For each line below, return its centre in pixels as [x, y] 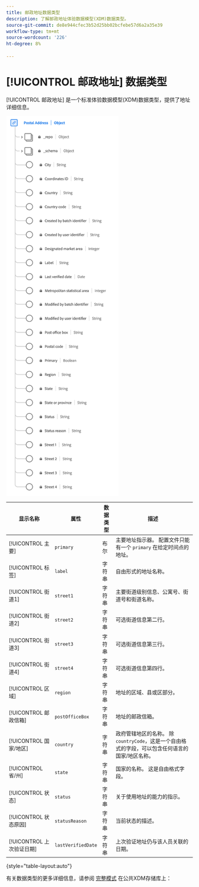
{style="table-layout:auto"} [39, 866]
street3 [64, 644]
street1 [64, 596]
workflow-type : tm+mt [33, 31]
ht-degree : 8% [24, 44]
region [62, 693]
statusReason [70, 821]
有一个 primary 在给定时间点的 [152, 547]
